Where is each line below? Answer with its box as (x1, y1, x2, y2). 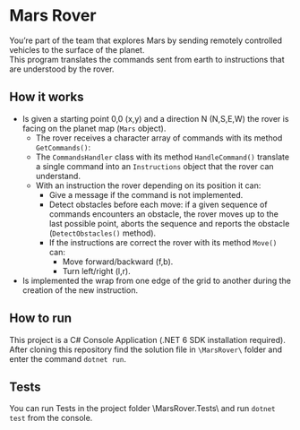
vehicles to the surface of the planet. (9, 44, 145, 55)
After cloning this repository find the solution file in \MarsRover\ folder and (9, 344, 282, 355)
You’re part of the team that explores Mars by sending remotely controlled (9, 35, 282, 46)
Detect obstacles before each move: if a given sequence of (48, 199, 268, 210)
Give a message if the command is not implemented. (48, 189, 244, 200)
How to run (9, 311, 73, 326)
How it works (9, 90, 84, 105)
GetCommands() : (35, 142, 91, 152)
